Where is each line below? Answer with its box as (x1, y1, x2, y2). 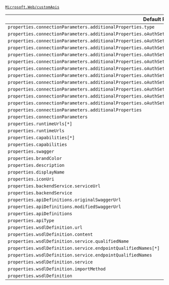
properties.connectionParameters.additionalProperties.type (8, 24, 155, 30)
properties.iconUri (8, 176, 54, 182)
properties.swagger (8, 149, 54, 154)
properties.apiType (8, 218, 54, 223)
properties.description (8, 162, 65, 168)
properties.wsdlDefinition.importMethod (8, 266, 106, 271)
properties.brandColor (8, 156, 62, 161)
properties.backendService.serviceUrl (8, 183, 101, 188)
